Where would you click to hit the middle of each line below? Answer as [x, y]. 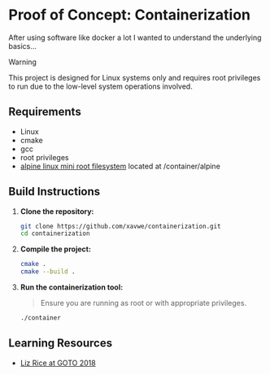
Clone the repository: [57, 211]
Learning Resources [60, 343]
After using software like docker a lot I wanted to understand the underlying [135, 37]
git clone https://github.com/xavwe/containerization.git [120, 226]
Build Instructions [54, 192]
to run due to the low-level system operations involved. [100, 86]
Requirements [45, 112]
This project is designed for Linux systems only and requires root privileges [135, 77]
